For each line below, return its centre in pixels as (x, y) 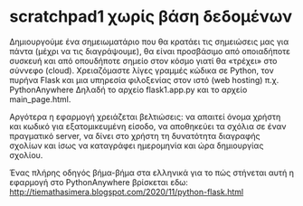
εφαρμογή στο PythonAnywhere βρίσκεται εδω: (99, 182)
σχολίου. (26, 154)
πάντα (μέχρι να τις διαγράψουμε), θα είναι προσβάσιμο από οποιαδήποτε (150, 51)
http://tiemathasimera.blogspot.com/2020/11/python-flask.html (127, 192)
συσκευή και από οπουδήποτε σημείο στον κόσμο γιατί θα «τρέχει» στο (143, 61)
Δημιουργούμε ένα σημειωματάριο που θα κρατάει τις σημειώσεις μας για (149, 42)
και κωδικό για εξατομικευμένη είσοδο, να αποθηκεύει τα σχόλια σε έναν (148, 126)
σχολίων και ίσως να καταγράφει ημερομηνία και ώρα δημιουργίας (137, 145)
